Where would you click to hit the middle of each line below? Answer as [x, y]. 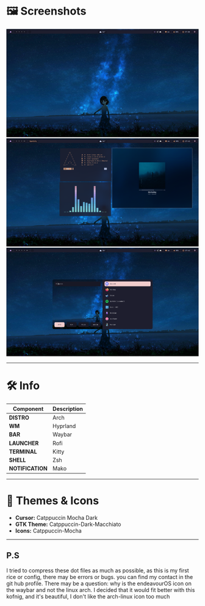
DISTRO [19, 417]
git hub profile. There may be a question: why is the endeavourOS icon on [99, 583]
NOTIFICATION [28, 468]
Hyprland [64, 426]
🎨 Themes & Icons [53, 501]
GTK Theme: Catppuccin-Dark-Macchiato [68, 524]
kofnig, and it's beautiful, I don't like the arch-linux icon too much [88, 596]
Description [68, 408]
